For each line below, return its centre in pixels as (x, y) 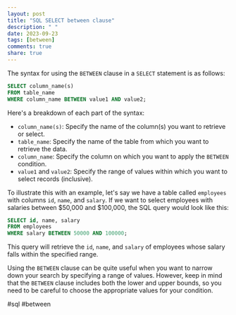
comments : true (30, 47)
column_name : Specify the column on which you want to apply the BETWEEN (123, 156)
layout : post (26, 14)
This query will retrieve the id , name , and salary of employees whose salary (116, 247)
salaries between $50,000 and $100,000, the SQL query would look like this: (118, 207)
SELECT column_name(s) (41, 86)
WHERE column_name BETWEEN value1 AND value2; (77, 99)
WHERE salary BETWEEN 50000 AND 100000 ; (68, 233)
